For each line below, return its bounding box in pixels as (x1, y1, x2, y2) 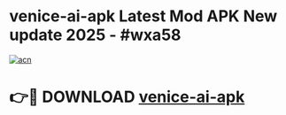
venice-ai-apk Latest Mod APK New (9, 6, 278, 27)
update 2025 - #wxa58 (9, 25, 182, 45)
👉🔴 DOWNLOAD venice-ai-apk (9, 87, 245, 107)
